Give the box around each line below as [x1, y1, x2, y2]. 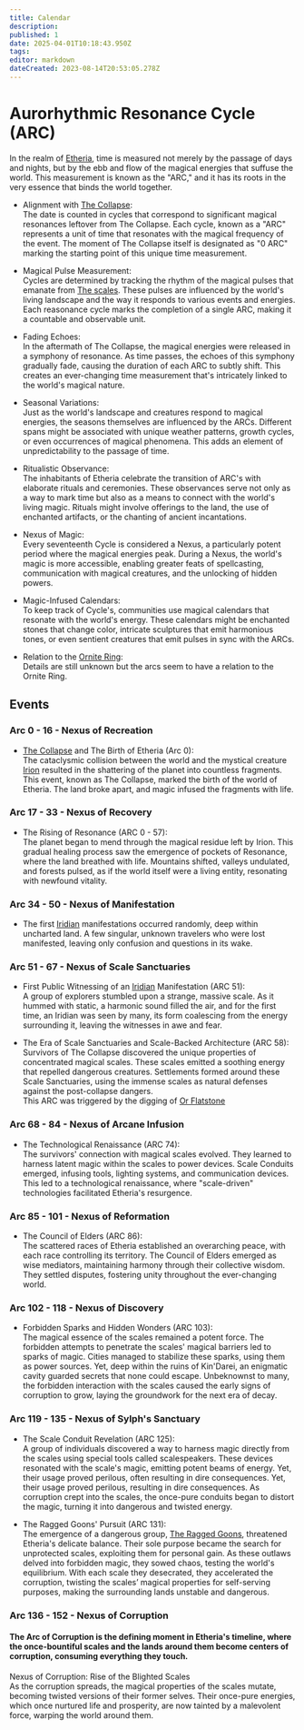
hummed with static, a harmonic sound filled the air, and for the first [22, 1001, 277, 1011]
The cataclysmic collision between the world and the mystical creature [22, 754, 288, 765]
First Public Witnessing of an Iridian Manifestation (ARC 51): [22, 981, 246, 992]
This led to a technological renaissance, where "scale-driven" [22, 1177, 254, 1188]
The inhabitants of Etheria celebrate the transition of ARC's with [22, 472, 261, 483]
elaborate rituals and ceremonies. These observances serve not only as [22, 482, 291, 493]
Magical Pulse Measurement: [22, 265, 132, 276]
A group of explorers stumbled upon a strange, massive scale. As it [22, 991, 274, 1001]
